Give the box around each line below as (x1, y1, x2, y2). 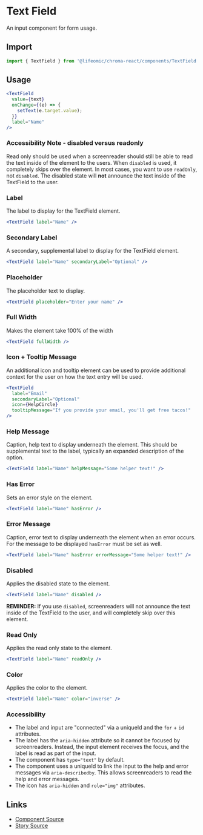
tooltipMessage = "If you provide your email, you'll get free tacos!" (12, 407, 191, 413)
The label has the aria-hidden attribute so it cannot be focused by (15, 737, 181, 744)
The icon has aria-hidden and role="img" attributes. (15, 782, 145, 789)
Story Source (15, 822, 48, 830)
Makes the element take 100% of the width (6, 327, 113, 334)
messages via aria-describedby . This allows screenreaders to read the (15, 769, 192, 776)
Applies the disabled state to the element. (6, 580, 110, 587)
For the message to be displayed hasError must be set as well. (6, 540, 162, 547)
